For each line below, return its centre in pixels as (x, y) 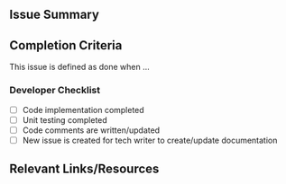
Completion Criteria (66, 45)
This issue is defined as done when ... (80, 67)
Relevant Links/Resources (84, 169)
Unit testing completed (65, 119)
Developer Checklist (55, 91)
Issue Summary (54, 15)
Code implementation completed (83, 110)
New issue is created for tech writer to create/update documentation (150, 140)
